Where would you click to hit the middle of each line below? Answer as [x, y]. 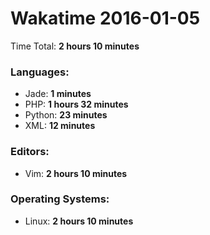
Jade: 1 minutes [58, 94]
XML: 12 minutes [60, 126]
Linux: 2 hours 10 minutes [79, 221]
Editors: [30, 152]
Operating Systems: [60, 199]
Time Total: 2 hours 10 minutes [75, 46]
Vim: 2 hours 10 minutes [76, 173]
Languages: [40, 72]
